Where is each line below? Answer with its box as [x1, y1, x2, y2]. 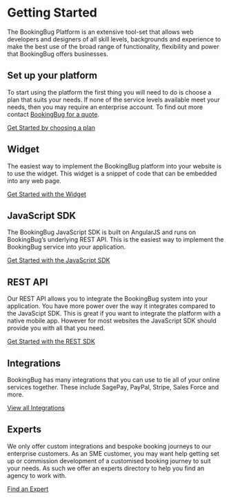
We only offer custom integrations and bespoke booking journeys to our [7, 442, 212, 450]
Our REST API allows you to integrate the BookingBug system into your [7, 295, 208, 303]
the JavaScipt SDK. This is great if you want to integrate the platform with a [7, 309, 221, 318]
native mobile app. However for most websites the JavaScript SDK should [7, 316, 217, 325]
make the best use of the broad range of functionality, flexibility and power [7, 42, 219, 50]
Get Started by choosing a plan [7, 123, 95, 132]
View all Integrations [7, 404, 66, 412]
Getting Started [7, 5, 98, 21]
